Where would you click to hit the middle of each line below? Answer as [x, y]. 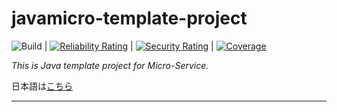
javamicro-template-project [129, 18]
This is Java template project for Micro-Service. [110, 65]
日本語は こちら [42, 86]
